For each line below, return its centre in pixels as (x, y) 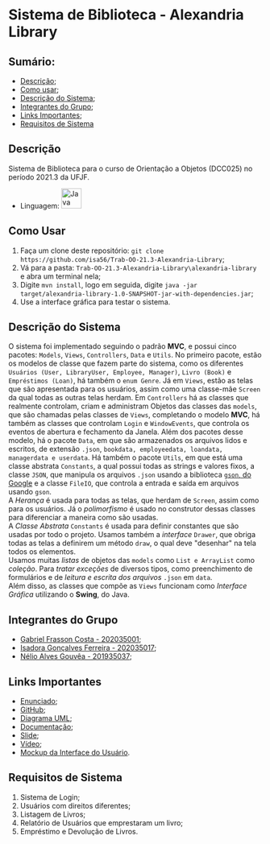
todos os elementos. (42, 552)
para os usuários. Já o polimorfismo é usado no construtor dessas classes (132, 509)
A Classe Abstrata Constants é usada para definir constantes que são (124, 526)
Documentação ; (47, 727)
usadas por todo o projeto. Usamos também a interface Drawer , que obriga (132, 535)
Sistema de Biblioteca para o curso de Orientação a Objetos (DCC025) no (131, 168)
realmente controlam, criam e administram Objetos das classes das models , (133, 406)
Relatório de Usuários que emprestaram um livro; (102, 822)
